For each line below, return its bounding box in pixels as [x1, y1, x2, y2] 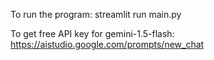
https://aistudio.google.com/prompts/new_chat [10, 39, 205, 50]
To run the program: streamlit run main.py [10, 9, 182, 20]
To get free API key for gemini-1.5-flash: [10, 28, 175, 39]
